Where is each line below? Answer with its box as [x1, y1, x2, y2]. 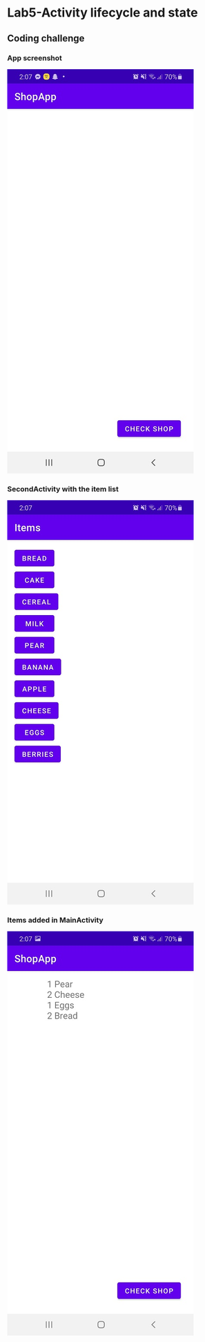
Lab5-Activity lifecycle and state [7, 5, 198, 21]
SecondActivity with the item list [7, 484, 119, 493]
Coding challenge [7, 32, 85, 44]
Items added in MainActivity [7, 916, 104, 925]
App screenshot [7, 53, 62, 63]
